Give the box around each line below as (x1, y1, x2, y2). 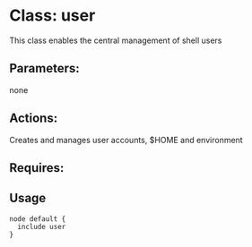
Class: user (9, 5, 96, 26)
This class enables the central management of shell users (9, 35, 222, 46)
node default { (9, 214, 66, 224)
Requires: (9, 160, 65, 175)
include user (17, 222, 66, 231)
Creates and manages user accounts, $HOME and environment (9, 134, 244, 145)
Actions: (9, 111, 58, 126)
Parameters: (9, 61, 80, 76)
